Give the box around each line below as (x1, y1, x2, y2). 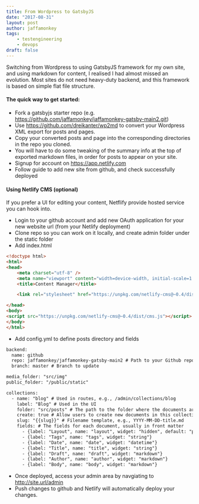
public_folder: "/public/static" (6, 379, 89, 385)
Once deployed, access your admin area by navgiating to (14, 473, 154, 480)
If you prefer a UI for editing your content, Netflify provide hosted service (6, 199, 185, 206)
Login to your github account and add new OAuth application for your (14, 217, 184, 224)
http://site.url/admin (14, 479, 63, 486)
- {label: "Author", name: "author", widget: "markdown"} (21, 456, 168, 462)
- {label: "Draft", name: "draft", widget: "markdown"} (21, 451, 163, 457)
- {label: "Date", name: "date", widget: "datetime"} (21, 439, 158, 445)
